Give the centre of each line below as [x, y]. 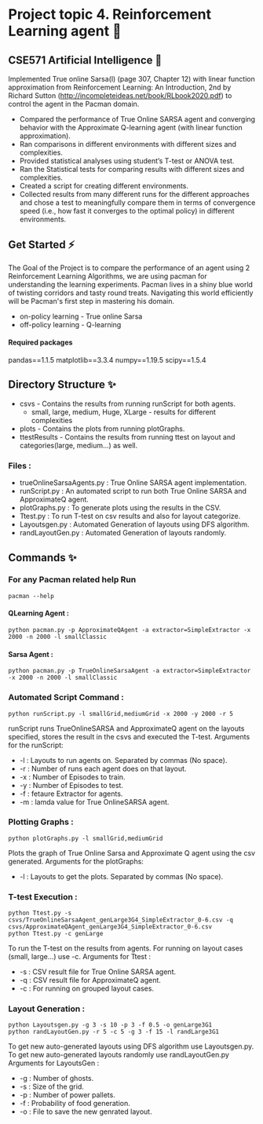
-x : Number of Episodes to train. [72, 777]
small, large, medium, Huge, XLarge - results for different [123, 412]
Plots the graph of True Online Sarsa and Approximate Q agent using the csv [132, 852]
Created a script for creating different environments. [104, 186]
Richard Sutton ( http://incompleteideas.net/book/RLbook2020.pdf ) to [120, 95]
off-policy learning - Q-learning [70, 324]
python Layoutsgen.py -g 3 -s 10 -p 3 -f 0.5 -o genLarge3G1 [110, 1025]
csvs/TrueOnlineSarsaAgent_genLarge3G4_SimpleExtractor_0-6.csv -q [121, 920]
